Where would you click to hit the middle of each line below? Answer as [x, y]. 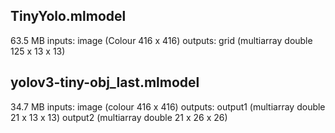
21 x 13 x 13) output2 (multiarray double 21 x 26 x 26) [119, 117]
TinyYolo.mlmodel [68, 16]
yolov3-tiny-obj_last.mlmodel [105, 82]
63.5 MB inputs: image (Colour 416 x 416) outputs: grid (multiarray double [161, 40]
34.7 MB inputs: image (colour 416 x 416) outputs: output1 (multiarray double [168, 106]
